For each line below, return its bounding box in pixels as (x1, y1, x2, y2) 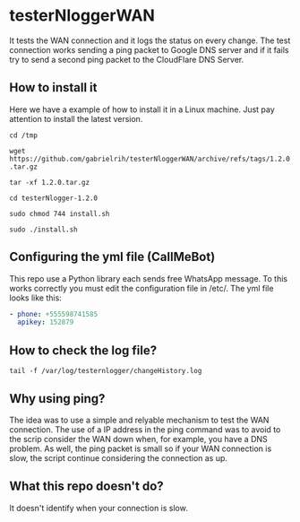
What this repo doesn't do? (9, 479, 164, 494)
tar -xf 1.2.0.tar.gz (9, 178, 90, 187)
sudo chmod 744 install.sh (9, 209, 110, 218)
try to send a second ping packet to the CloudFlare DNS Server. (9, 54, 244, 65)
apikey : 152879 (17, 318, 74, 327)
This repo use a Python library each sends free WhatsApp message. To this (9, 273, 288, 283)
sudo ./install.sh (9, 225, 78, 234)
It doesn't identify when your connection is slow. (9, 502, 188, 513)
